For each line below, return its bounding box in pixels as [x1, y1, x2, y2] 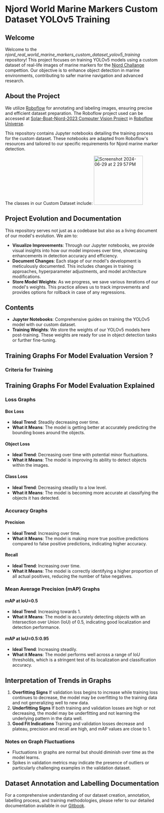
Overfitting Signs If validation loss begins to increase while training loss [12, 689, 158, 696]
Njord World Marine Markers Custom [5, 3, 158, 15]
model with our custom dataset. [12, 322, 76, 328]
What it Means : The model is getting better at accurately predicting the [12, 424, 157, 430]
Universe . [5, 120, 24, 126]
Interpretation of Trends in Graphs [5, 676, 112, 685]
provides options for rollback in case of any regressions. [12, 289, 126, 295]
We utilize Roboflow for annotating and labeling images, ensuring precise [5, 105, 153, 111]
